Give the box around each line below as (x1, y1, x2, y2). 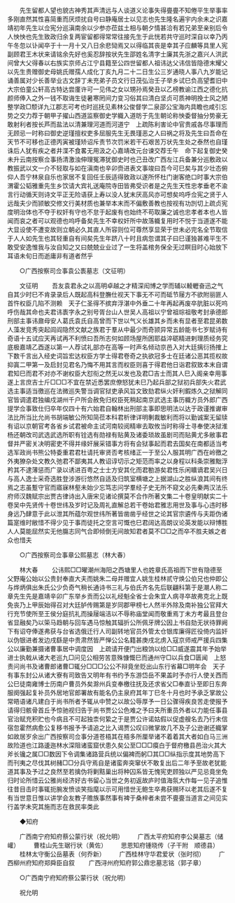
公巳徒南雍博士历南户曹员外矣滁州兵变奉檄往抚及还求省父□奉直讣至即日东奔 (7, 680, 227, 688)
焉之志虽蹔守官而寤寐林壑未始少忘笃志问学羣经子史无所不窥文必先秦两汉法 (7, 483, 222, 491)
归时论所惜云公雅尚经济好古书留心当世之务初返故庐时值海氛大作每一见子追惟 (7, 776, 228, 784)
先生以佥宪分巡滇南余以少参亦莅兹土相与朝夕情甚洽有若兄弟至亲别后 (25, 24, 222, 32)
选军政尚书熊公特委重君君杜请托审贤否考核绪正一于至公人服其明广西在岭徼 (7, 448, 222, 456)
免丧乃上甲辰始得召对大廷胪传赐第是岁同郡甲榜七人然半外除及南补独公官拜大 (7, 601, 228, 609)
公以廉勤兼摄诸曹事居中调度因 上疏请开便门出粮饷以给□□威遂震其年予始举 (7, 645, 227, 653)
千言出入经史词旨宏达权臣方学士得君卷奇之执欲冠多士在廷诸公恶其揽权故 (19, 352, 228, 360)
